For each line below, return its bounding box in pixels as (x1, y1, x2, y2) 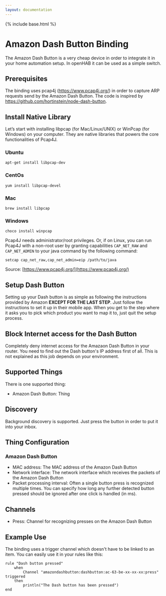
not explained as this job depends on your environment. (5, 354, 119, 359)
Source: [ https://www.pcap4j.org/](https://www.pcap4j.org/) (5, 266, 129, 272)
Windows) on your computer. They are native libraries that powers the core (5, 131, 159, 137)
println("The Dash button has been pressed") (23, 583, 119, 588)
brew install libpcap (5, 206, 50, 211)
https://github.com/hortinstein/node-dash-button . (5, 98, 107, 105)
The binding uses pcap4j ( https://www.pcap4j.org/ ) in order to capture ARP (5, 88, 160, 94)
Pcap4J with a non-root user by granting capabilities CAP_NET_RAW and (5, 242, 148, 249)
